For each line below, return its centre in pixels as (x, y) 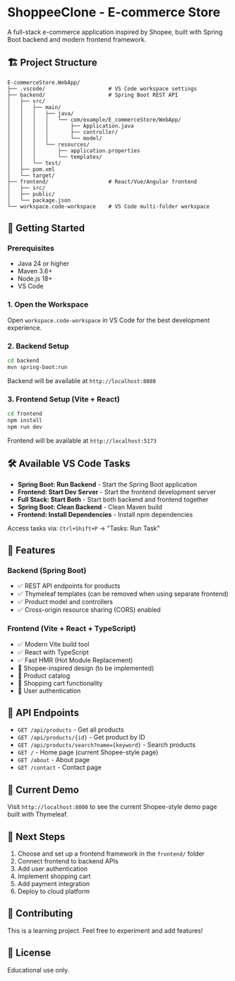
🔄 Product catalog (44, 675)
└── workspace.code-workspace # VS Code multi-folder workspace (109, 206)
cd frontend (25, 414)
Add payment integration (54, 883)
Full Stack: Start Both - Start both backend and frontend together (113, 499)
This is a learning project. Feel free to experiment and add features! (105, 930)
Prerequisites (31, 249)
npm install (25, 420)
